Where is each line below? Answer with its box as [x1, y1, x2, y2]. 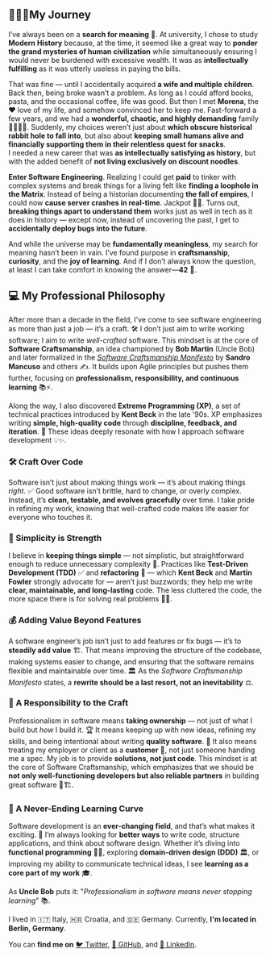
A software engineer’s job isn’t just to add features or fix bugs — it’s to [8, 636, 242, 646]
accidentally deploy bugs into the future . [8, 223, 147, 233]
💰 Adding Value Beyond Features [8, 614, 142, 626]
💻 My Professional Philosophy [8, 289, 166, 303]
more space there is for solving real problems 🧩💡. [8, 594, 173, 604]
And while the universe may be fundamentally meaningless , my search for [8, 239, 259, 248]
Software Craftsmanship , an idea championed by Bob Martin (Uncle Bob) [8, 343, 255, 353]
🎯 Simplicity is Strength [8, 532, 102, 543]
